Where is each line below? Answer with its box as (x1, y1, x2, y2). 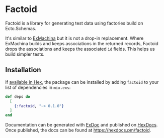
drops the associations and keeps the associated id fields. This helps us (5, 46, 155, 52)
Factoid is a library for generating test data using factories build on (5, 20, 143, 26)
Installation (5, 66, 41, 74)
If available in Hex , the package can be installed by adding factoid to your (5, 79, 159, 85)
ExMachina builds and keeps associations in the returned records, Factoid (5, 40, 158, 46)
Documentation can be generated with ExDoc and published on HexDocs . (5, 122, 158, 128)
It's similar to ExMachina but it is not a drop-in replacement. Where (5, 35, 144, 41)
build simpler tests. (5, 51, 45, 57)
